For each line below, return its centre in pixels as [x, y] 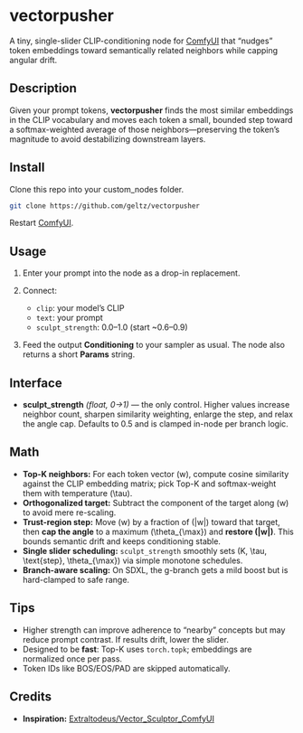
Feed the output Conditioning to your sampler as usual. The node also [153, 345]
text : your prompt [70, 318]
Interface [36, 383]
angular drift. [33, 60]
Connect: [39, 291]
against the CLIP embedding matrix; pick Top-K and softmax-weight [149, 484]
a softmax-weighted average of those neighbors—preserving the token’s [145, 129]
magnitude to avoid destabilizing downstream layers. [108, 139]
